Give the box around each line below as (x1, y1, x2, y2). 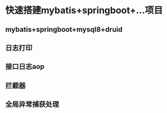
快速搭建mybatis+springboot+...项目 (5, 5, 163, 16)
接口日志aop (5, 62, 45, 71)
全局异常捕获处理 (5, 100, 59, 109)
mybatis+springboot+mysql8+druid (5, 25, 123, 33)
